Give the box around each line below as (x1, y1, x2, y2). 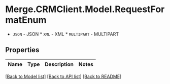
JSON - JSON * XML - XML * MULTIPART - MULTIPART (12, 31, 119, 37)
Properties (5, 46, 40, 54)
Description (45, 61, 74, 68)
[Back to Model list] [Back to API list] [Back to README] (5, 73, 122, 79)
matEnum (5, 14, 47, 26)
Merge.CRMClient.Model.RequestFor (5, 4, 165, 15)
